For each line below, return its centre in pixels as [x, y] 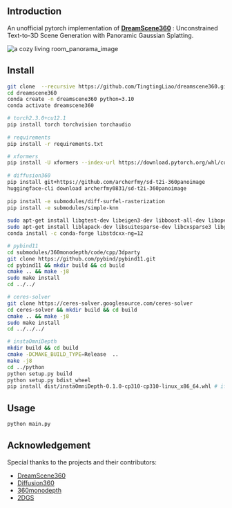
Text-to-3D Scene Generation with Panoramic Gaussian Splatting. [100, 35]
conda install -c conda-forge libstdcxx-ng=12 [75, 234]
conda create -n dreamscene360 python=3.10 [71, 100]
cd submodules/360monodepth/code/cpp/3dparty [74, 252]
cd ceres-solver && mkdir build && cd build [72, 310]
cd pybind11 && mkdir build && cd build [66, 265]
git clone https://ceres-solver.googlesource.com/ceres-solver [100, 303]
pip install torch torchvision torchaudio [69, 124]
